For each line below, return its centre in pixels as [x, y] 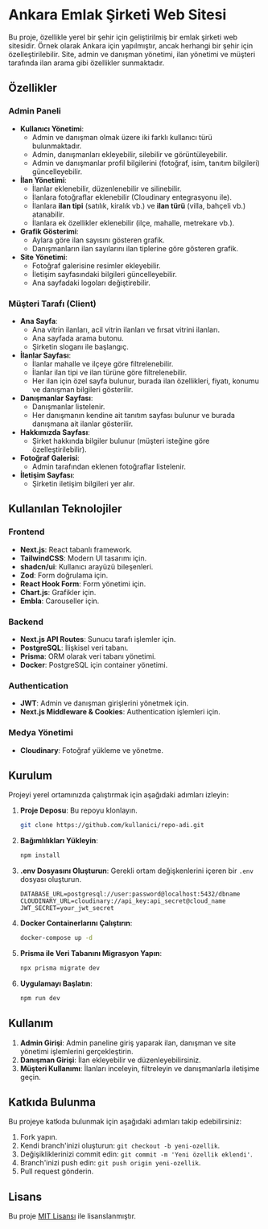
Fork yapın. [39, 1137]
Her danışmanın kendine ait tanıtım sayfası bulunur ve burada [134, 415]
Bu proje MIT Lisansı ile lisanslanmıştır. [72, 1216]
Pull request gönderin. [57, 1171]
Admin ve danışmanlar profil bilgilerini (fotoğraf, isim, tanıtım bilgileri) [146, 163]
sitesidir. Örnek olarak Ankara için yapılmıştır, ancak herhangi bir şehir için [131, 45]
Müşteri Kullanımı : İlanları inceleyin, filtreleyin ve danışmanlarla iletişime [140, 1068]
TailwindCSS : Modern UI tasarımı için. [83, 558]
